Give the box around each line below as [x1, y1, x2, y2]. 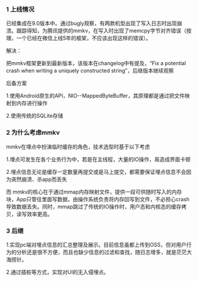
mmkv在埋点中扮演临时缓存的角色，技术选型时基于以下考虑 [6, 143, 150, 150]
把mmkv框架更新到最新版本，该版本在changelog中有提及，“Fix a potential [6, 60, 186, 67]
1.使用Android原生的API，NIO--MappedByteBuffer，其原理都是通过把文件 [6, 92, 185, 99]
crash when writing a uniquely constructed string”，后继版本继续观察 [6, 67, 174, 75]
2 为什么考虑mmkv [6, 128, 60, 137]
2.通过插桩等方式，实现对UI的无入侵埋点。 [6, 268, 109, 276]
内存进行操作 [16, 99, 48, 107]
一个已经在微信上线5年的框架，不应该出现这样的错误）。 [16, 34, 151, 42]
